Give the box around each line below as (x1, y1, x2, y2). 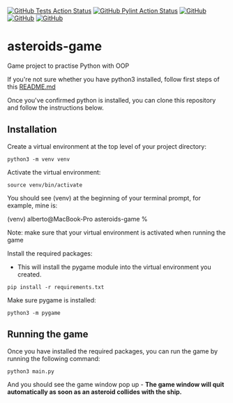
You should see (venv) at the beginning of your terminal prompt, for (7, 193, 201, 202)
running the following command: (7, 354, 100, 362)
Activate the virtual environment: (7, 168, 101, 176)
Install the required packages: (7, 249, 93, 258)
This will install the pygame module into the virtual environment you (17, 263, 211, 271)
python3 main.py (7, 367, 54, 375)
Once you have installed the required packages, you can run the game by (7, 346, 218, 356)
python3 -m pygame (7, 309, 61, 316)
